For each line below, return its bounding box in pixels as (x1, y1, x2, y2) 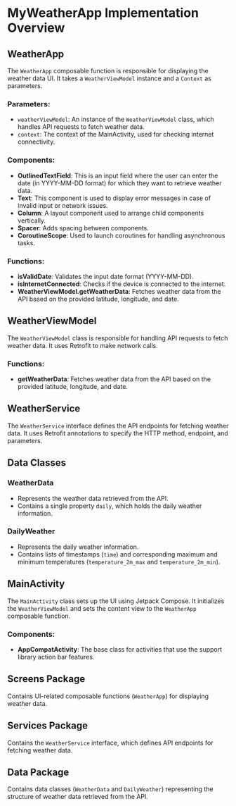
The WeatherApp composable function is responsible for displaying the (7, 67, 209, 75)
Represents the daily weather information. (17, 542, 139, 551)
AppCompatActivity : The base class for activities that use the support (17, 645, 223, 653)
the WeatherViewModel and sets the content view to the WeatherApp (7, 604, 197, 612)
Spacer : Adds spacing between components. (17, 223, 150, 232)
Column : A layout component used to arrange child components (17, 209, 204, 217)
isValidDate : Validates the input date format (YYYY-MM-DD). (17, 272, 195, 280)
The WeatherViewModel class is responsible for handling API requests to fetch (7, 333, 228, 342)
